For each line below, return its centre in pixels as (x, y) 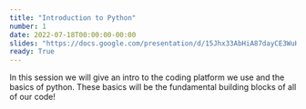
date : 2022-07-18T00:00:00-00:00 (73, 35)
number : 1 (28, 26)
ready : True (32, 52)
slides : (24, 43)
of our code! (33, 97)
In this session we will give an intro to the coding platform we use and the (147, 77)
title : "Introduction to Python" (73, 18)
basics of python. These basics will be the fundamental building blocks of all (153, 87)
